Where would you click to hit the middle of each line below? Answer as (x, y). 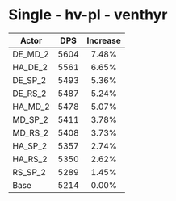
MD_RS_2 (31, 132)
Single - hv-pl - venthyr (88, 15)
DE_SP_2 (29, 80)
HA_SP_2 (30, 145)
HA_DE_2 (30, 67)
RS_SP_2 (29, 172)
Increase (104, 40)
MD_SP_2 (30, 119)
